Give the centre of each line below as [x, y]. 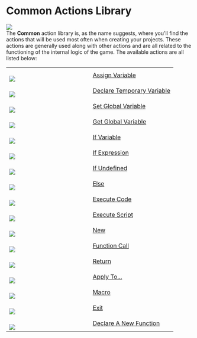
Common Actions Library [69, 11]
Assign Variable [114, 75]
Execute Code [112, 199]
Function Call [111, 245]
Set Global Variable [119, 106]
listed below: [22, 58]
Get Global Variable [120, 121]
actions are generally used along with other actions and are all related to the [99, 45]
